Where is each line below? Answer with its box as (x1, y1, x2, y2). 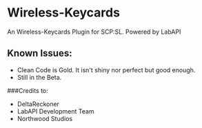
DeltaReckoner (17, 100, 60, 108)
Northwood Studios (17, 114, 73, 122)
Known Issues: (7, 47, 72, 59)
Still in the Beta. (17, 73, 62, 81)
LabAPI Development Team (17, 107, 94, 115)
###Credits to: (7, 86, 48, 94)
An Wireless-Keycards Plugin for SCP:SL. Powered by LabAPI (7, 28, 181, 36)
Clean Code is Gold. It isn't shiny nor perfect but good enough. (17, 65, 196, 74)
